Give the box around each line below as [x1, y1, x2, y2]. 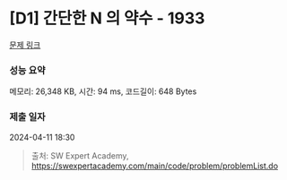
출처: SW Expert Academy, [30, 150, 129, 161]
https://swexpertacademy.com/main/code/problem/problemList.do [30, 160, 279, 171]
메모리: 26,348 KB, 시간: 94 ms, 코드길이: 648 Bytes [9, 86, 197, 97]
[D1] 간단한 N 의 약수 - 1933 [9, 8, 205, 29]
